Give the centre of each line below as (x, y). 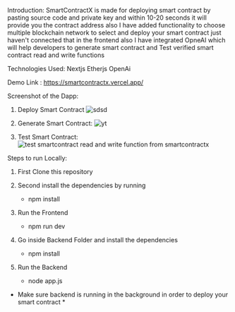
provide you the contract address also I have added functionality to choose (116, 25)
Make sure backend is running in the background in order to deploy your (122, 294)
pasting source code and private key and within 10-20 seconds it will (107, 18)
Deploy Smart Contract (51, 110)
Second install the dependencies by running (82, 185)
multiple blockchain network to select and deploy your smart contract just (114, 32)
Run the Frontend (43, 213)
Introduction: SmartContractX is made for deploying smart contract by (109, 10)
